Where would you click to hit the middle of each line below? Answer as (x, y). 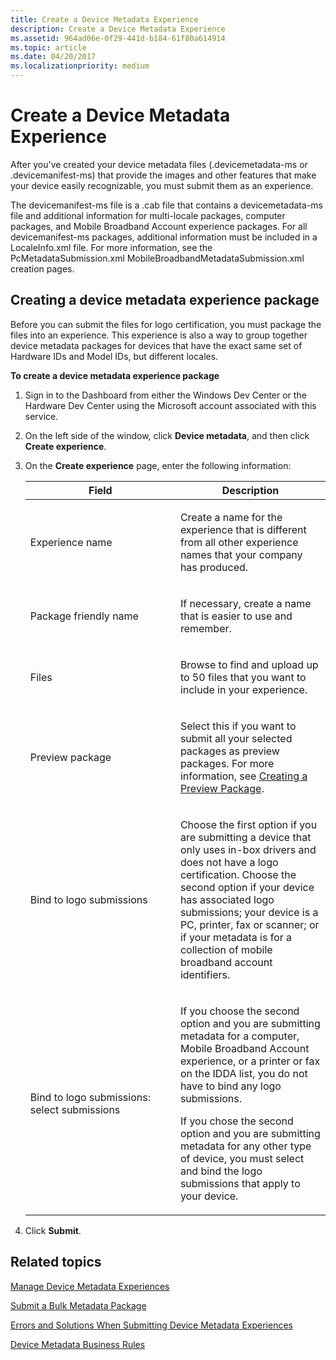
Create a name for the (231, 517)
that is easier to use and (236, 616)
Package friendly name (84, 616)
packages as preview (229, 751)
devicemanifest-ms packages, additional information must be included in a (164, 237)
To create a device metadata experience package (115, 375)
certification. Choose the (238, 874)
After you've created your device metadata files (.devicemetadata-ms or (159, 164)
